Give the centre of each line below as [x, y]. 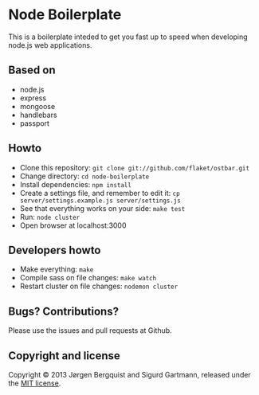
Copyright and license [65, 356]
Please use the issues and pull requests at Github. [90, 330]
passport [35, 123]
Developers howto [55, 250]
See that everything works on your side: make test [102, 208]
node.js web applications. [50, 45]
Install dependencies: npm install [75, 184]
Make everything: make [57, 269]
